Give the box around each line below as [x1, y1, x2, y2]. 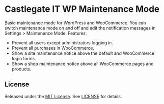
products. [11, 66, 31, 72]
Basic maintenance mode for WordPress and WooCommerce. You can [4, 20, 146, 26]
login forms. [11, 55, 36, 61]
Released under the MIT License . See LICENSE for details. [4, 93, 122, 99]
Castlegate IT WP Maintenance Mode [4, 3, 160, 15]
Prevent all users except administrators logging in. [11, 39, 113, 45]
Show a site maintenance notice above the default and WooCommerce [11, 50, 155, 56]
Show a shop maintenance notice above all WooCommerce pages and [11, 61, 154, 67]
